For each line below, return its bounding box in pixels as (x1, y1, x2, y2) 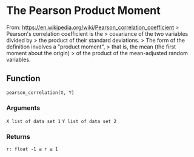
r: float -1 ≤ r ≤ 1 (6, 146, 59, 152)
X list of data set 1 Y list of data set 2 (6, 119, 117, 125)
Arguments (6, 104, 41, 112)
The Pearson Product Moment (6, 4, 161, 18)
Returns (6, 132, 30, 141)
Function (6, 73, 41, 84)
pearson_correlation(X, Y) (6, 89, 75, 96)
